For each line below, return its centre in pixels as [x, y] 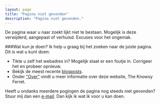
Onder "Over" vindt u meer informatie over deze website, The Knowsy [82, 77]
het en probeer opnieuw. [37, 66]
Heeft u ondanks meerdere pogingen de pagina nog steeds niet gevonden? [80, 91]
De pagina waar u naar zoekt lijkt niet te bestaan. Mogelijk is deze [71, 32]
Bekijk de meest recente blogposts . [47, 72]
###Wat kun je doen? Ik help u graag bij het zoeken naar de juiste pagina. [79, 47]
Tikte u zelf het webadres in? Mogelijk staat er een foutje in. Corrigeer [82, 61]
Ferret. [19, 82]
